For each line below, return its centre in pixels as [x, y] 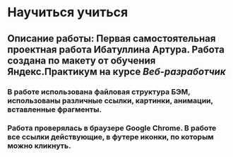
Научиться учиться [68, 12]
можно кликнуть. [39, 146]
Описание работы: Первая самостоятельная [112, 39]
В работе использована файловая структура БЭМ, [99, 91]
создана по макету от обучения [82, 60]
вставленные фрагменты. [55, 109]
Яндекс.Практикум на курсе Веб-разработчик [116, 71]
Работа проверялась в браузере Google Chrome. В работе [112, 128]
